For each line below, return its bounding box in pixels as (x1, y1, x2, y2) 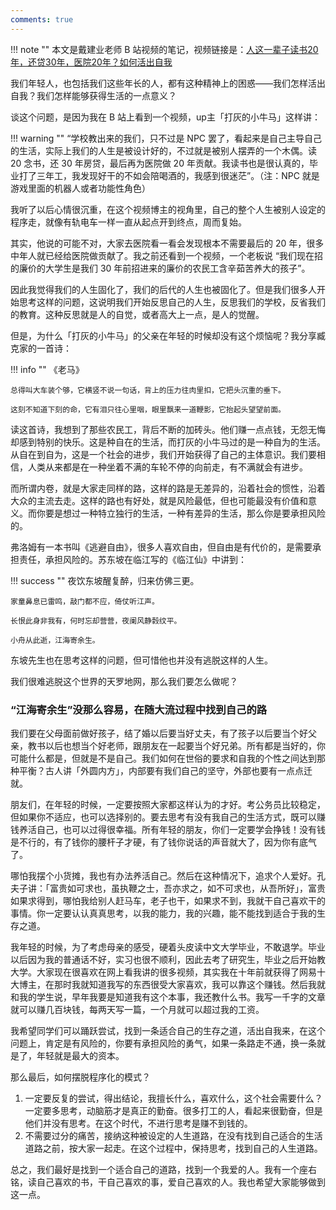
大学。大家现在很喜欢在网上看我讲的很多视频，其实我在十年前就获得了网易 (10, 966, 317, 978)
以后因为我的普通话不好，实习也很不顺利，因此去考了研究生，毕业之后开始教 (10, 953, 326, 965)
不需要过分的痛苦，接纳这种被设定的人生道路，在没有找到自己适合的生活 (24, 1129, 323, 1141)
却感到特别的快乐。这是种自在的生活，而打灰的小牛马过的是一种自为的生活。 (10, 436, 326, 448)
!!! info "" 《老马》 (10, 363, 85, 375)
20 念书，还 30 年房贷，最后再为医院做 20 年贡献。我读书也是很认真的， (10, 157, 310, 169)
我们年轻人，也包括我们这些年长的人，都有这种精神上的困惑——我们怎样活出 (10, 77, 326, 89)
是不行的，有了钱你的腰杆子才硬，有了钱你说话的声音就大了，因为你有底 (10, 836, 308, 848)
